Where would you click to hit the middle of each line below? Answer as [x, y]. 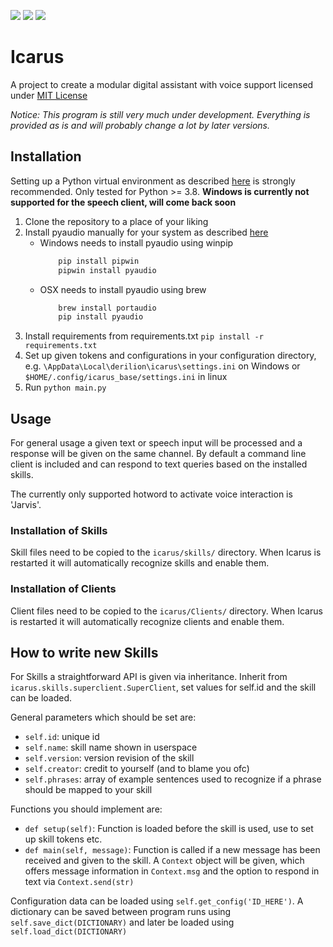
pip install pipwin [99, 261]
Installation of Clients [63, 589]
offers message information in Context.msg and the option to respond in [172, 871]
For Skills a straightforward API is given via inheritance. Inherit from [149, 677]
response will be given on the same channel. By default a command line [158, 454]
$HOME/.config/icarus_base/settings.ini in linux [126, 377]
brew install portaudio [107, 308]
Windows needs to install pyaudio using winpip [136, 242]
